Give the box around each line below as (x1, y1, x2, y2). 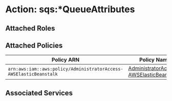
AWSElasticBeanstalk (8, 71, 58, 77)
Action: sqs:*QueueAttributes (5, 4, 135, 15)
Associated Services (5, 88, 73, 97)
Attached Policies (5, 41, 63, 49)
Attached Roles (5, 24, 55, 33)
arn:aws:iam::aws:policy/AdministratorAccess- (8, 66, 124, 72)
